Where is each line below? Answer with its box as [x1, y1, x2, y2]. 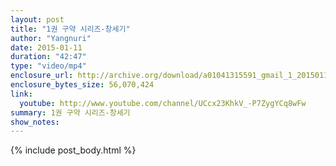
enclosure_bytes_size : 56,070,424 [10, 80, 155, 90]
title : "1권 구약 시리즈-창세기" [10, 24, 131, 34]
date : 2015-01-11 [10, 42, 83, 53]
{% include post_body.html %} [10, 144, 137, 156]
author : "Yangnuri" [10, 33, 92, 43]
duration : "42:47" [10, 52, 87, 62]
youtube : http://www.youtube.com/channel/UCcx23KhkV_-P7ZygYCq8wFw [19, 98, 307, 108]
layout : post [10, 14, 65, 25]
